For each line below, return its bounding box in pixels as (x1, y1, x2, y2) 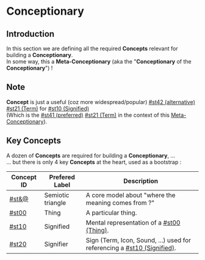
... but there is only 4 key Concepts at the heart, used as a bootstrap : (6, 158, 182, 166)
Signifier (44, 240, 68, 248)
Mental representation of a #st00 (85, 218, 181, 227)
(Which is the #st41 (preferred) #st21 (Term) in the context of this (6, 111, 170, 119)
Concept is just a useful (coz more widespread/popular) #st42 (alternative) (6, 98, 195, 105)
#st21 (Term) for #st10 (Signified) (6, 105, 90, 112)
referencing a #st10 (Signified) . (85, 243, 176, 252)
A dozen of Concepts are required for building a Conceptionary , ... (6, 152, 176, 159)
